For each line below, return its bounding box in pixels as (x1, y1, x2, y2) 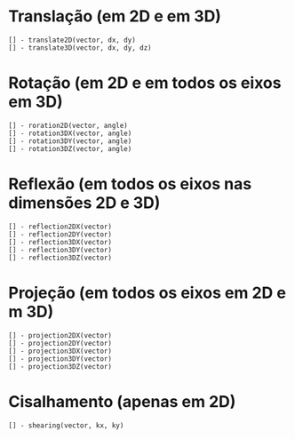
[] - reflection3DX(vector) (8, 237, 113, 246)
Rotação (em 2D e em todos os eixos (8, 73, 282, 93)
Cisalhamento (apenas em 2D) (8, 391, 236, 411)
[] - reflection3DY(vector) (8, 245, 113, 254)
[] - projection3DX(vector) (8, 347, 113, 355)
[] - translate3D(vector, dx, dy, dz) (8, 43, 152, 52)
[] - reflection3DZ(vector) (8, 253, 113, 262)
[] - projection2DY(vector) (8, 339, 113, 347)
